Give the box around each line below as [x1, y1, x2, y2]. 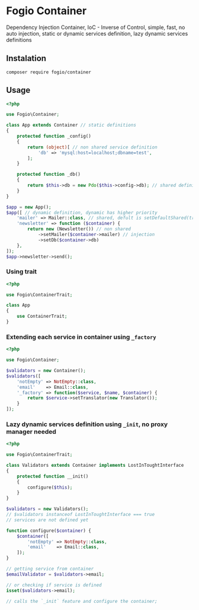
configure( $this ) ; [27, 484, 73, 490]
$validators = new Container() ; [6, 368, 86, 374]
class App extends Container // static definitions [6, 122, 136, 128]
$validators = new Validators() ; [6, 506, 89, 512]
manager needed [6, 427, 56, 435]
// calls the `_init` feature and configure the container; [6, 598, 158, 604]
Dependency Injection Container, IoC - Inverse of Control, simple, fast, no [6, 24, 185, 31]
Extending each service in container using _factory [6, 333, 156, 341]
